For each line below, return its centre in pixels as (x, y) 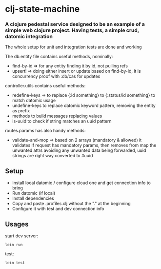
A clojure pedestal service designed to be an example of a (75, 24)
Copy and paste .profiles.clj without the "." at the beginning (71, 204)
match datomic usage (34, 101)
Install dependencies (33, 198)
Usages (17, 224)
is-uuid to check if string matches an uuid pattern (62, 121)
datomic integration (29, 37)
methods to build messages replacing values (57, 116)
